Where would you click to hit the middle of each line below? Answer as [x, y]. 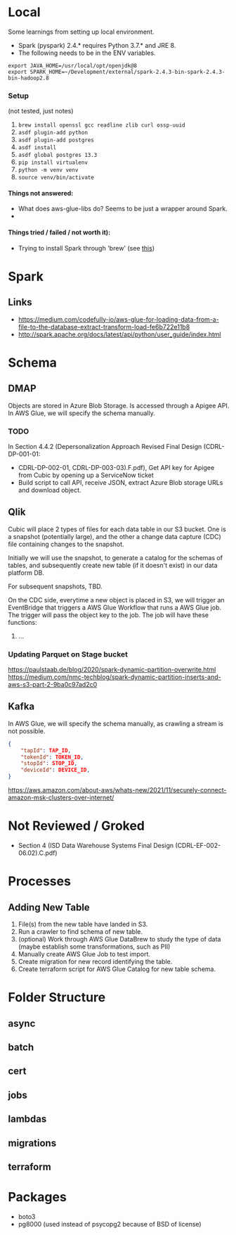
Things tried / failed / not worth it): [59, 232]
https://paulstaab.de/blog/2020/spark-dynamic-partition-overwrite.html [112, 670]
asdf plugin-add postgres [56, 140]
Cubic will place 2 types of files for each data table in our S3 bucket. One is [117, 529]
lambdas [27, 1119]
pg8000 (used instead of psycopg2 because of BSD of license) [110, 1224]
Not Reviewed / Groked [77, 826]
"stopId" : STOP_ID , [49, 764]
